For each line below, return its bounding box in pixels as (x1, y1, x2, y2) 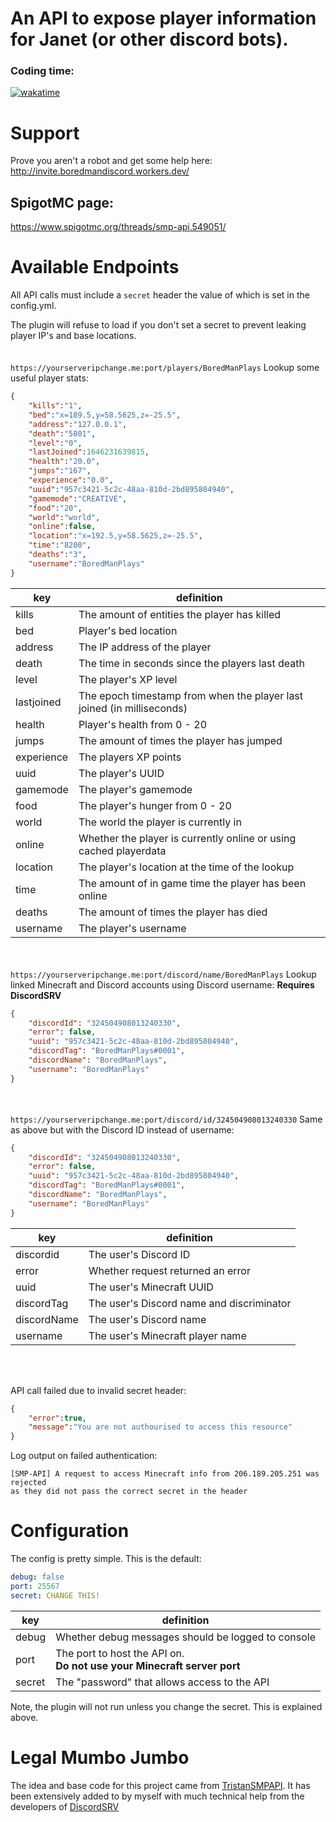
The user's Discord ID (88, 1247, 191, 1261)
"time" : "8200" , (28, 540, 92, 551)
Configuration (10, 1520, 130, 1542)
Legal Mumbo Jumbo (10, 1746, 190, 1769)
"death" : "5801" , (28, 428, 97, 439)
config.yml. (10, 300, 57, 312)
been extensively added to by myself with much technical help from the (10, 1790, 305, 1802)
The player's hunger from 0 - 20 (78, 798, 232, 812)
